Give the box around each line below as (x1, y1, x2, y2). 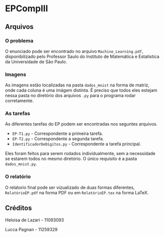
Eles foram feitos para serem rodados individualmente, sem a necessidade (5, 151, 156, 157)
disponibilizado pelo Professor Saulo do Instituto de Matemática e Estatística (5, 53, 160, 59)
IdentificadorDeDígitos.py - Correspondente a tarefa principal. (12, 141, 141, 147)
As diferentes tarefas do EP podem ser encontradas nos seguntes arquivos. (5, 121, 158, 127)
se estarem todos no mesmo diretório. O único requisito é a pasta (5, 156, 137, 162)
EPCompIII (5, 3, 48, 14)
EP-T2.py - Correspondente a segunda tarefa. (12, 136, 104, 142)
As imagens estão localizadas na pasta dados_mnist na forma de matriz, (5, 82, 150, 88)
